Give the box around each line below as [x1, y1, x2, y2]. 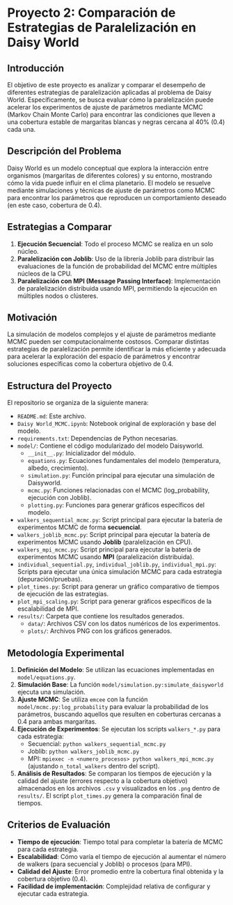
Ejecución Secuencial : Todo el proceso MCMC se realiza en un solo [17, 239, 214, 248]
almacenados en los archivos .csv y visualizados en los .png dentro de [17, 784, 220, 793]
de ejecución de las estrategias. [17, 590, 109, 598]
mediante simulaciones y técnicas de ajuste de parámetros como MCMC [7, 186, 216, 195]
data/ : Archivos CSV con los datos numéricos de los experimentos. [27, 619, 220, 628]
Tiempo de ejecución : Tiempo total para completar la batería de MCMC [17, 837, 223, 846]
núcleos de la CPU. [17, 269, 72, 277]
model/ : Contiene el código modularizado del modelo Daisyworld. [17, 441, 204, 450]
